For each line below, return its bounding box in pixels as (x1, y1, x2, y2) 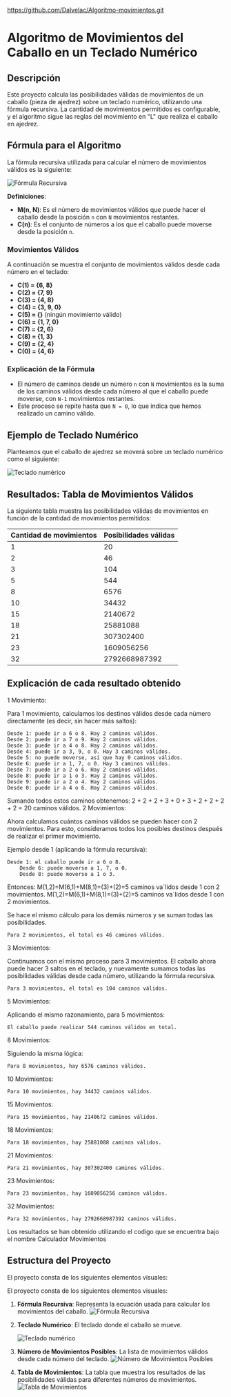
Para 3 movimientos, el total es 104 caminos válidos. (7, 985, 168, 992)
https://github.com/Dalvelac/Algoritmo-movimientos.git (7, 6, 164, 14)
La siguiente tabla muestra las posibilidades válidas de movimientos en (7, 507, 209, 515)
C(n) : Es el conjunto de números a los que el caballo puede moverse (17, 220, 212, 228)
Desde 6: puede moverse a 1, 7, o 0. (19, 864, 128, 872)
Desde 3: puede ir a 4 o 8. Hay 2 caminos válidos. (7, 742, 159, 749)
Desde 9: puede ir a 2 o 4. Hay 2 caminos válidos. (7, 778, 159, 785)
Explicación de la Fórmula (7, 364, 95, 374)
